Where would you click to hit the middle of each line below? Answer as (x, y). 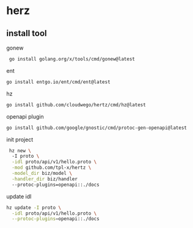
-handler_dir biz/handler (45, 179)
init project (20, 139)
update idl (19, 196)
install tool (27, 33)
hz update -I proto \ (34, 208)
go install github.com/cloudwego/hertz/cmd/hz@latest (76, 105)
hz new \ (20, 150)
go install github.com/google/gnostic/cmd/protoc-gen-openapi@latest (97, 128)
